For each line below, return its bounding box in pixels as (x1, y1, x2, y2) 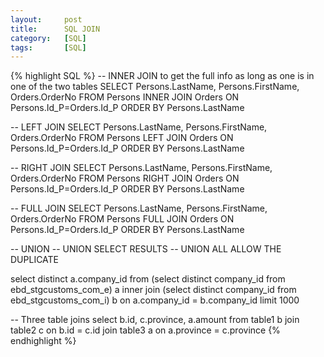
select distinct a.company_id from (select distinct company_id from (10, 273, 286, 285)
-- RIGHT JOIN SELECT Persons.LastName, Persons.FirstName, (10, 162, 273, 174)
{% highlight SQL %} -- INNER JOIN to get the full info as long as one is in (10, 70, 315, 82)
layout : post (10, 14, 83, 25)
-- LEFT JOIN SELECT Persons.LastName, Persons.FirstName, (10, 121, 268, 133)
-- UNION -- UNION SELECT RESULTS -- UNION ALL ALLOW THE (10, 243, 282, 255)
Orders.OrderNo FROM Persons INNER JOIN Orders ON (10, 91, 240, 103)
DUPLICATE (10, 254, 60, 266)
